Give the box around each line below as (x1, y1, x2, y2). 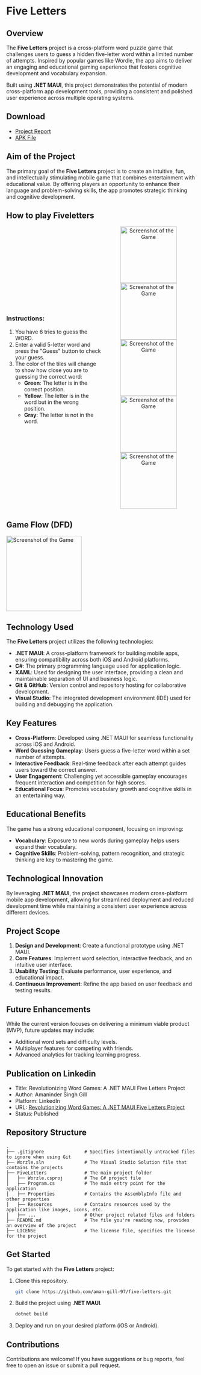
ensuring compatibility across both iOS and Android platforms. (14, 656, 170, 663)
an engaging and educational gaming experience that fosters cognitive (6, 63, 182, 70)
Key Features (6, 718, 57, 728)
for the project (6, 1233, 47, 1239)
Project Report (14, 128, 51, 135)
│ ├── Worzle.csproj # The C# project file (6, 1175, 141, 1181)
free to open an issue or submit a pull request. (6, 1362, 120, 1369)
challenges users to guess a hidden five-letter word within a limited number (6, 51, 194, 58)
